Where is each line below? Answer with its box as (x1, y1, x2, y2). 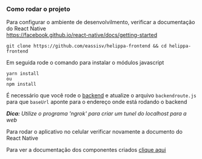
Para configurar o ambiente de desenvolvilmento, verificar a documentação (6, 19, 195, 26)
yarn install (6, 71, 39, 77)
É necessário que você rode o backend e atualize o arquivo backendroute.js (6, 92, 197, 99)
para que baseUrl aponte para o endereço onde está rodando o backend (6, 99, 187, 106)
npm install (6, 81, 36, 88)
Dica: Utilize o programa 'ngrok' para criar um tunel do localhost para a (6, 110, 187, 117)
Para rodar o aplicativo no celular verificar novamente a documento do (6, 128, 183, 135)
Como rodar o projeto (6, 5, 71, 13)
